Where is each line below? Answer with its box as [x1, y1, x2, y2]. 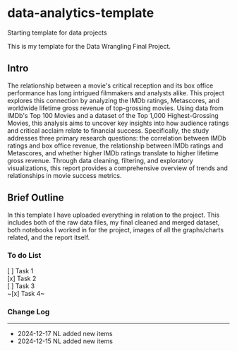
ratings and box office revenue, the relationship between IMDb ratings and [7, 141, 224, 150]
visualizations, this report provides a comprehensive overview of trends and [7, 164, 228, 172]
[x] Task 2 [7, 274, 37, 282]
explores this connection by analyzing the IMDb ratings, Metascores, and [7, 96, 220, 105]
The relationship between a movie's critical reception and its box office [7, 81, 214, 90]
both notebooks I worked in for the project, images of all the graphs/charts [7, 225, 224, 234]
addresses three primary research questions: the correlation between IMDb [7, 133, 227, 142]
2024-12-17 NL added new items [17, 330, 113, 338]
